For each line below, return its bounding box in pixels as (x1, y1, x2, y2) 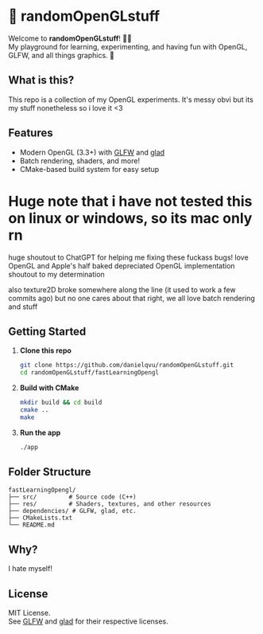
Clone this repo (19, 346, 72, 355)
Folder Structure (8, 465, 91, 479)
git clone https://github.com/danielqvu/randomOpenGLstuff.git (19, 362, 234, 370)
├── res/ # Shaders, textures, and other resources (8, 500, 212, 508)
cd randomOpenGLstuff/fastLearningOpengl (19, 369, 159, 377)
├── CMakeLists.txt (8, 514, 73, 522)
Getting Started (8, 324, 87, 338)
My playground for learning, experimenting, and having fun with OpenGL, (8, 41, 248, 51)
